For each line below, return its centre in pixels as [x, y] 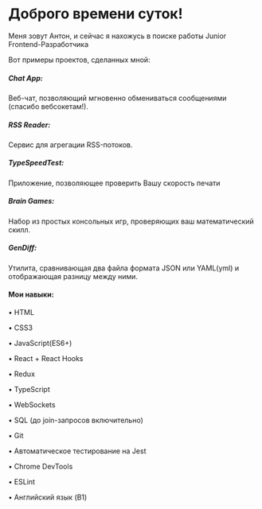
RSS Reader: [29, 125]
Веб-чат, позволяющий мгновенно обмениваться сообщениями [117, 98]
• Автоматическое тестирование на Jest [77, 451]
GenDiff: [23, 248]
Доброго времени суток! [96, 14]
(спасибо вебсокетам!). [49, 106]
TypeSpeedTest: [36, 163]
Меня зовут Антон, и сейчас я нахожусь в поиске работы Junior [117, 36]
